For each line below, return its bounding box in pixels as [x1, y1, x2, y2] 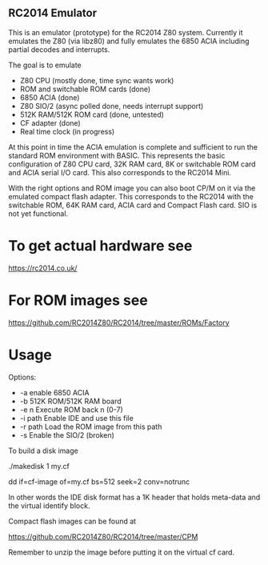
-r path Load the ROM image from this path [19, 422, 162, 431]
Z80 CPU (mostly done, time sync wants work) [19, 75, 174, 85]
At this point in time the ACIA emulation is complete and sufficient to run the [8, 142, 258, 151]
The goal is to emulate [8, 60, 82, 70]
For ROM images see [8, 291, 148, 309]
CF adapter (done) [19, 118, 82, 127]
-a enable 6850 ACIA [19, 387, 90, 397]
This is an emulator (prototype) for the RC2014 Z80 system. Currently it [8, 27, 243, 37]
